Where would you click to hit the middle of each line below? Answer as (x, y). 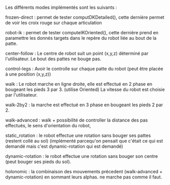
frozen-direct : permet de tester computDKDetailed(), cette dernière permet (85, 17)
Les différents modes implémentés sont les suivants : (61, 7)
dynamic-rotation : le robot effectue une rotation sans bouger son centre (82, 156)
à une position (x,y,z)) (28, 74)
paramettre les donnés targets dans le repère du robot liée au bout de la (81, 38)
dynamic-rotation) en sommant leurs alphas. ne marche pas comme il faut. (84, 177)
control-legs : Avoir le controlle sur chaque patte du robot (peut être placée (84, 69)
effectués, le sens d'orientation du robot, (48, 125)
